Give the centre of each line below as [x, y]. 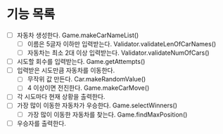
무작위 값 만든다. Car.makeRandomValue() [87, 79]
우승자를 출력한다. [41, 123]
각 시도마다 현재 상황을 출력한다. [61, 97]
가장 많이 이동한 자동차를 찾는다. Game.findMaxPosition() [107, 114]
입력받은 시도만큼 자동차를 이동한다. [66, 70]
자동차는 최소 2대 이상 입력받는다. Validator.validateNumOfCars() [118, 53]
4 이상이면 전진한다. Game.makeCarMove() [88, 88]
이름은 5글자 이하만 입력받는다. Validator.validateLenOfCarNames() [122, 44]
